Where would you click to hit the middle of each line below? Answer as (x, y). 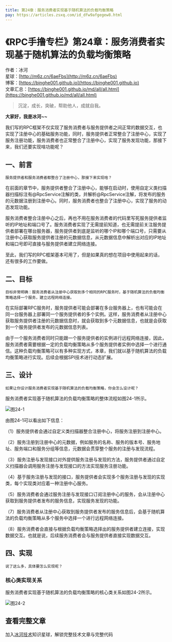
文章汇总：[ (17, 89)
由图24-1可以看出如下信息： (35, 420)
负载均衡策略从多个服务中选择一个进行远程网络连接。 (70, 518)
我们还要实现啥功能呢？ (39, 147)
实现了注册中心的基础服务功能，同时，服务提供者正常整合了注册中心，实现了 (86, 134)
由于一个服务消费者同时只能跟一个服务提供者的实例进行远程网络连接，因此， (86, 338)
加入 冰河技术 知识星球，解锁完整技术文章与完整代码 (59, 634)
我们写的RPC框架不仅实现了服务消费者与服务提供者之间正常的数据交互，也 (84, 128)
